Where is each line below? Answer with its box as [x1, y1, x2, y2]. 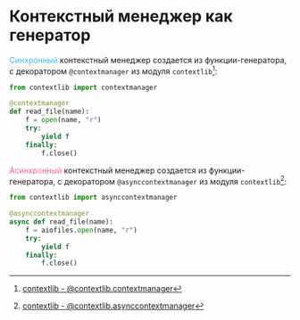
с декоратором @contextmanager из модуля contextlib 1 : [9, 64, 218, 77]
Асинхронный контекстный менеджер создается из [9, 165, 207, 176]
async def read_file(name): [9, 217, 114, 226]
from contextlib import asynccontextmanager [9, 193, 178, 202]
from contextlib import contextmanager [9, 83, 158, 92]
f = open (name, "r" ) [25, 116, 102, 125]
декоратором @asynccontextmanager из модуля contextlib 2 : [63, 174, 287, 186]
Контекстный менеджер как [9, 6, 234, 27]
